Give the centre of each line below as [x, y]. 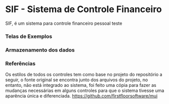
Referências [20, 63]
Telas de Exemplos [29, 36]
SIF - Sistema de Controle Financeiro [83, 9]
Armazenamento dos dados [40, 50]
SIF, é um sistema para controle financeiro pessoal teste [64, 23]
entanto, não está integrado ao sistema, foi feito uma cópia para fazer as [81, 85]
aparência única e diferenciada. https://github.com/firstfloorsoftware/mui [81, 96]
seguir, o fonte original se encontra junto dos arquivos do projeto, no [77, 80]
